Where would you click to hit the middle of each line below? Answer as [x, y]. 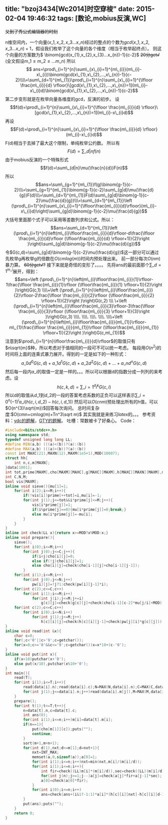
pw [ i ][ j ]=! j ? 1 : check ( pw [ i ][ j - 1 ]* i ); [70, 584]
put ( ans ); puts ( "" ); [43, 804]
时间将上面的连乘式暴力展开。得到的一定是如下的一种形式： [66, 354]
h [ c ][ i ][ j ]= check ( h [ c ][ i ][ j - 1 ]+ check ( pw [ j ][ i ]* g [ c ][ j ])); [102, 622]
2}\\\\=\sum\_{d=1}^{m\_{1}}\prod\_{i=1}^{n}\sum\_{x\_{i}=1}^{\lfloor [84, 80]
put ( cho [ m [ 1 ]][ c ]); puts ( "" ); [62, 729]
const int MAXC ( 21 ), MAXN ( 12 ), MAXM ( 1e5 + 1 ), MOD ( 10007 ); [62, 454]
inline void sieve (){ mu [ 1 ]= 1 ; [37, 486]
